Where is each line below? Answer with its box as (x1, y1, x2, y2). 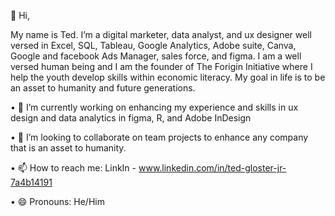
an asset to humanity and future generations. (10, 82, 196, 94)
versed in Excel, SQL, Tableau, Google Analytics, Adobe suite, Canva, (10, 40, 297, 51)
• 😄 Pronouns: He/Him (10, 196, 105, 207)
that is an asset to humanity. (10, 142, 127, 154)
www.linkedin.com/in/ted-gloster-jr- (138, 162, 287, 174)
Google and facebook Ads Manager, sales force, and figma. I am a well (10, 50, 302, 62)
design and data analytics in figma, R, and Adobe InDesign (10, 112, 252, 124)
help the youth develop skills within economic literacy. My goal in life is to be (10, 71, 326, 83)
